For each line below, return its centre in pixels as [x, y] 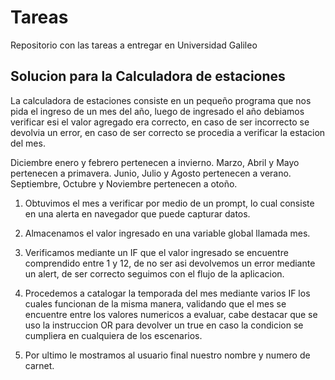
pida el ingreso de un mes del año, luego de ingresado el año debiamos [157, 111]
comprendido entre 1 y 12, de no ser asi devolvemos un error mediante [170, 263]
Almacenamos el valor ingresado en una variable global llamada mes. [167, 233]
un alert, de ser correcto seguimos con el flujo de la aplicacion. [154, 273]
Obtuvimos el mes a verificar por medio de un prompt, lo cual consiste [169, 203]
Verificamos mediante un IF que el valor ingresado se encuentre [156, 252]
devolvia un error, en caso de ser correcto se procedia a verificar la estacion [168, 132]
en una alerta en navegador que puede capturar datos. [137, 213]
